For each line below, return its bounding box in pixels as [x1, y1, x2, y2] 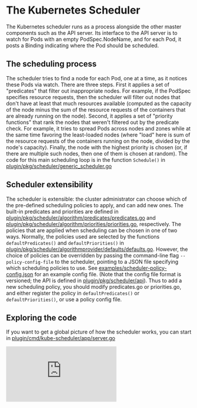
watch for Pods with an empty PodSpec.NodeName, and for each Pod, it [6, 35, 182, 43]
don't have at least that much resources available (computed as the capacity [6, 100, 192, 107]
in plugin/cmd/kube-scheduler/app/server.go [6, 335, 116, 342]
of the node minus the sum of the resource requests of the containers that [6, 106, 186, 113]
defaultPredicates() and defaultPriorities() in [6, 239, 125, 246]
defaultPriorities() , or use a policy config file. [6, 296, 122, 303]
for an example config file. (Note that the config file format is [34, 270, 181, 278]
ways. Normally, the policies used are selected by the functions [6, 233, 160, 240]
